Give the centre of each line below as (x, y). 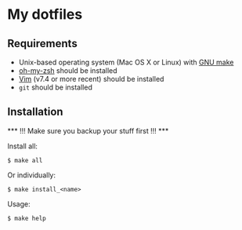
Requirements (42, 44)
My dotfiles (45, 15)
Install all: (23, 146)
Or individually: (32, 175)
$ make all (25, 160)
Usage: (19, 204)
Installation (35, 112)
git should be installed (56, 87)
